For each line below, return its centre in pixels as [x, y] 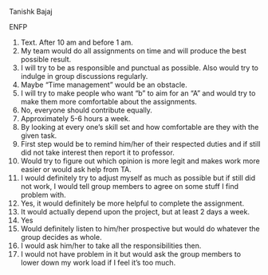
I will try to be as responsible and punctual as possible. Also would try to [139, 68]
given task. [39, 136]
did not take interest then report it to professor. [97, 152]
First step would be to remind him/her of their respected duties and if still [140, 144]
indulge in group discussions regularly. [84, 76]
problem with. [43, 195]
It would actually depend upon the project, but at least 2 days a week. [135, 212]
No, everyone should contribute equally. [86, 110]
